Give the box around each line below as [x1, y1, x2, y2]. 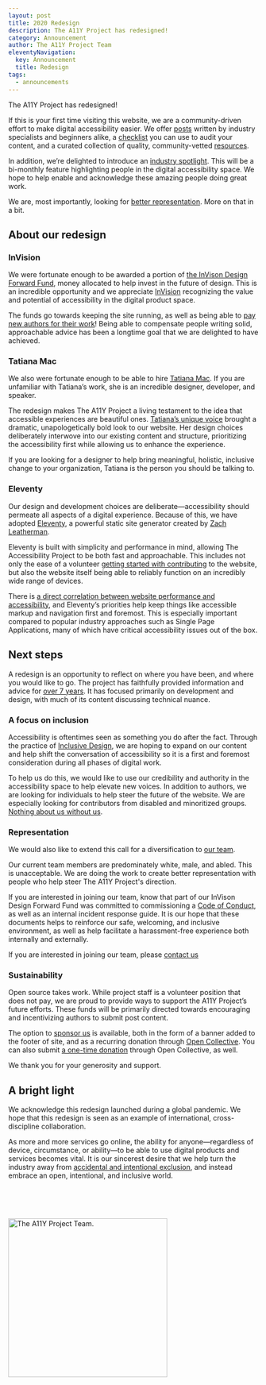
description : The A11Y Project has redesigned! [8, 26, 169, 34]
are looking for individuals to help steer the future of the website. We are [8, 789, 245, 799]
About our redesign [8, 228, 107, 241]
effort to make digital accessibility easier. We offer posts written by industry [8, 124, 256, 133]
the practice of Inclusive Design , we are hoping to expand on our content [8, 740, 248, 750]
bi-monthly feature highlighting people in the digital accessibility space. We [8, 164, 255, 174]
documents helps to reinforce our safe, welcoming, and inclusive [8, 918, 220, 928]
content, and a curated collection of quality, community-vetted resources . [8, 141, 249, 150]
